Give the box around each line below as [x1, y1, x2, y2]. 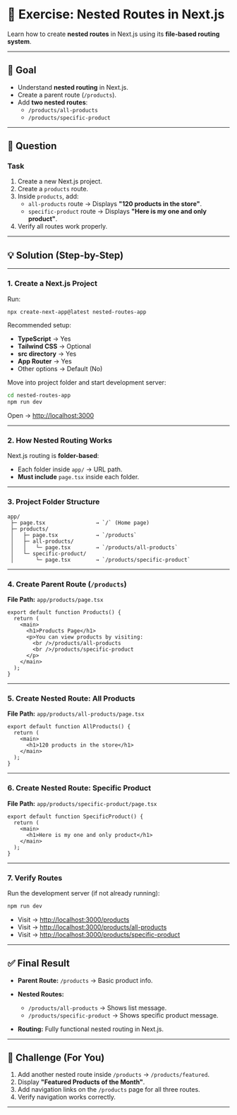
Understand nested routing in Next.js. [17, 83, 128, 91]
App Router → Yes [17, 357, 72, 366]
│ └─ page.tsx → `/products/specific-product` [10, 556, 191, 563]
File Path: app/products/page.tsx [7, 596, 104, 604]
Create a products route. [17, 185, 89, 193]
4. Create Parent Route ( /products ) [7, 579, 127, 589]
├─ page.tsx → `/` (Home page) [10, 519, 150, 526]
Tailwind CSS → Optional [17, 342, 92, 351]
